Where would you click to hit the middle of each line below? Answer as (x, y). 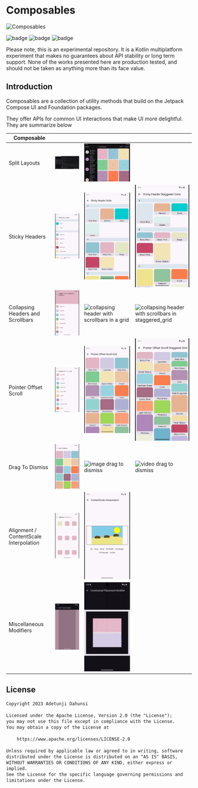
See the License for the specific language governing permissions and (95, 774)
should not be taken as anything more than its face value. (76, 68)
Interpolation (24, 542)
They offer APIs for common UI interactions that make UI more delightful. (95, 118)
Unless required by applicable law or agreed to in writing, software (95, 751)
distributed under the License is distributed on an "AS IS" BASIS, (92, 757)
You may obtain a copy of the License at (58, 727)
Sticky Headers (27, 236)
